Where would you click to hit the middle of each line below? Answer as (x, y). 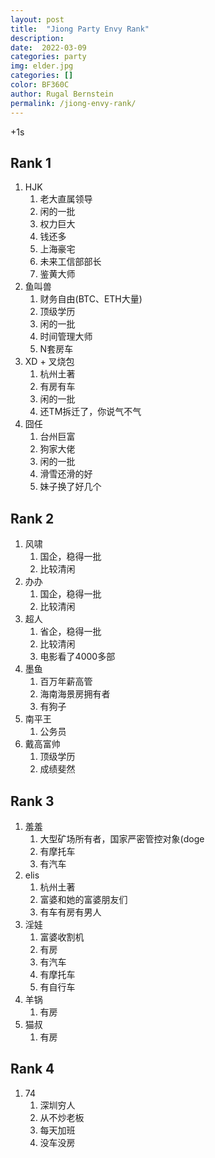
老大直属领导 (66, 199)
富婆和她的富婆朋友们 (83, 899)
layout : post (37, 19)
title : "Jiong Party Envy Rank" (80, 29)
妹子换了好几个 (70, 487)
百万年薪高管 (66, 682)
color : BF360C (40, 85)
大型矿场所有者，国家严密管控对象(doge (122, 838)
